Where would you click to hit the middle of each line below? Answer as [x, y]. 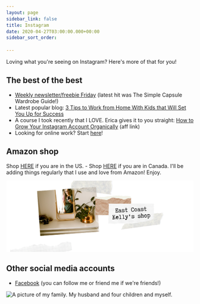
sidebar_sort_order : [32, 38]
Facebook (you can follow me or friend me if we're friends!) [88, 283]
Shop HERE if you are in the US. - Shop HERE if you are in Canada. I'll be [95, 166]
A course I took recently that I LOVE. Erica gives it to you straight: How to [104, 120]
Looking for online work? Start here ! [59, 133]
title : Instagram [28, 25]
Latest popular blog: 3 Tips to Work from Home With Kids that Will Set [100, 107]
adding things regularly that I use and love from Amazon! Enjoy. [84, 172]
